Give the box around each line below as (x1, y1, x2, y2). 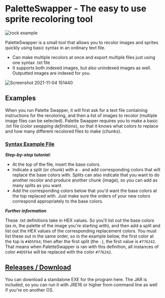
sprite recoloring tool (5, 13, 93, 25)
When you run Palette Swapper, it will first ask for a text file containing (5, 107, 148, 113)
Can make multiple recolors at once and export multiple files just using (12, 54, 156, 60)
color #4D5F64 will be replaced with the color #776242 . (5, 249, 112, 255)
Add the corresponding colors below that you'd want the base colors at (12, 188, 157, 194)
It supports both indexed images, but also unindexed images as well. (12, 65, 152, 71)
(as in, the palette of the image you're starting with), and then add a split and (5, 223, 161, 229)
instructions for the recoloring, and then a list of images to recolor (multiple (5, 112, 158, 118)
